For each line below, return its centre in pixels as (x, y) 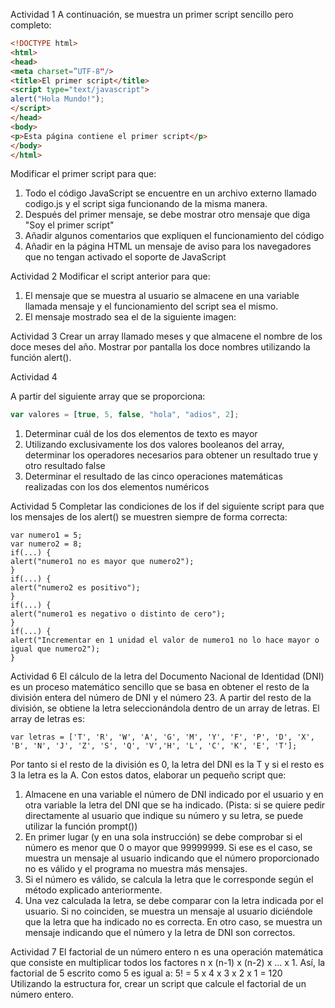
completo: (31, 25)
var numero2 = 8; (46, 544)
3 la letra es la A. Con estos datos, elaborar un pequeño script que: (148, 775)
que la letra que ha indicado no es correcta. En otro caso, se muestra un (173, 922)
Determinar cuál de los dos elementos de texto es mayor (141, 434)
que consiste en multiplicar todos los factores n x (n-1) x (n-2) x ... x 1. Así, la (168, 963)
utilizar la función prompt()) (81, 826)
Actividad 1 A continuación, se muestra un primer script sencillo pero (152, 14)
